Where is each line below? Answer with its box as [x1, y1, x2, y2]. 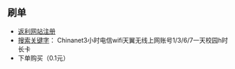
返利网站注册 [17, 27, 56, 36]
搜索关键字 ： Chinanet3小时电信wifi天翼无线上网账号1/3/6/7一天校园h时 [17, 36, 229, 44]
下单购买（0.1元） [17, 53, 70, 62]
